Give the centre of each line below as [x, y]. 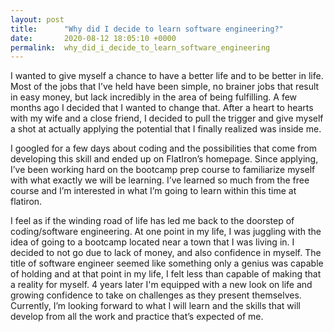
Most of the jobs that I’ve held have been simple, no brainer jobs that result [165, 87]
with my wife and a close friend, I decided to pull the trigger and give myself [167, 118]
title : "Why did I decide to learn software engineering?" [147, 29]
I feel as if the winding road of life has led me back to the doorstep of [152, 221]
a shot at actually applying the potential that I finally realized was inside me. [166, 129]
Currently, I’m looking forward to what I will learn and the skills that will [155, 306]
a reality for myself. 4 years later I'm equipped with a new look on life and [161, 285]
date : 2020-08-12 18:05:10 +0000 [93, 38]
